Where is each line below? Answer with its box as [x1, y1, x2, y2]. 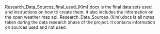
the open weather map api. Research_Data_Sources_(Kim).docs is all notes [5, 14, 155, 20]
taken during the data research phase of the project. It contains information [5, 19, 156, 25]
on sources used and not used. [5, 24, 67, 30]
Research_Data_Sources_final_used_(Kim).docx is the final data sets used [5, 4, 152, 10]
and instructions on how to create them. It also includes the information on [5, 9, 154, 15]
